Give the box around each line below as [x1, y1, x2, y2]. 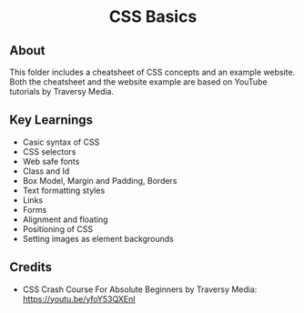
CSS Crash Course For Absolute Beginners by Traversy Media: [22, 284, 258, 295]
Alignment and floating [22, 214, 108, 225]
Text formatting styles [22, 185, 106, 196]
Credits [9, 259, 53, 275]
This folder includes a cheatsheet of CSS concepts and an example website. [9, 66, 296, 77]
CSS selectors [22, 146, 76, 156]
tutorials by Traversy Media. [9, 86, 115, 96]
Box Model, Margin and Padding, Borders [22, 175, 177, 186]
